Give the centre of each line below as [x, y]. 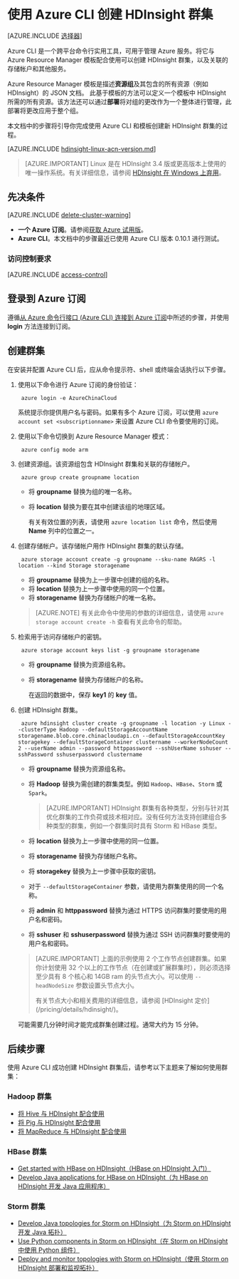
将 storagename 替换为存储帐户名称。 [84, 856]
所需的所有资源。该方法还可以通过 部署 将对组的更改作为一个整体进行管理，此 [119, 101]
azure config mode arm [55, 450]
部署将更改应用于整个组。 [45, 111]
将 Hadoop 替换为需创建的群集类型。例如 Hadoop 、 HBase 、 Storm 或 [125, 784]
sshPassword [35, 754]
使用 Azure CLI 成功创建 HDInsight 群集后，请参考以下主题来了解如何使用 [115, 1067]
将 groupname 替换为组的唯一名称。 [82, 491]
